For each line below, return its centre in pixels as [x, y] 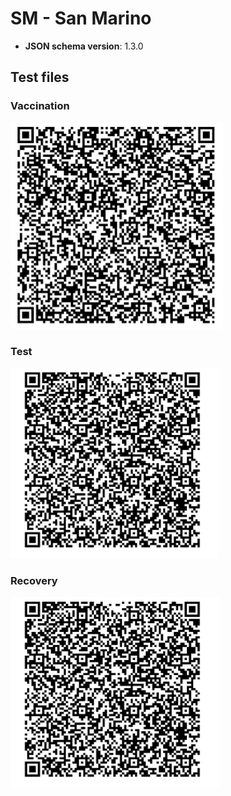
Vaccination [40, 106]
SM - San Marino [81, 18]
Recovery [34, 580]
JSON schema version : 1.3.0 [84, 46]
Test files [40, 77]
